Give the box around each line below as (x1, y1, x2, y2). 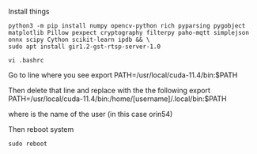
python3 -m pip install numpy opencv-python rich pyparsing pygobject (8, 22, 246, 30)
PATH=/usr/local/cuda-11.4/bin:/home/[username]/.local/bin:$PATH (8, 94, 227, 103)
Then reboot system (8, 125, 74, 133)
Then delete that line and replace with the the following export (8, 86, 211, 95)
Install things (8, 7, 50, 16)
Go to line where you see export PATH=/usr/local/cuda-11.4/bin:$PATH (8, 70, 238, 80)
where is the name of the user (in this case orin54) (8, 110, 173, 118)
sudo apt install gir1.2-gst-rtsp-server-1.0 (8, 43, 161, 51)
